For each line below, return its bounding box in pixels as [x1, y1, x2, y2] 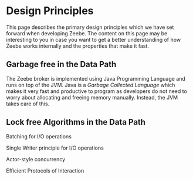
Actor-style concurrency [6, 155, 66, 163]
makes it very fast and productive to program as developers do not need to [6, 87, 188, 95]
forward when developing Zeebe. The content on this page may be [6, 29, 168, 37]
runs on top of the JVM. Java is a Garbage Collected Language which [6, 81, 175, 88]
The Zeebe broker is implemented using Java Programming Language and [6, 75, 186, 82]
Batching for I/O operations [6, 132, 72, 140]
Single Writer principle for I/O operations [6, 144, 104, 151]
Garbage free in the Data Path [6, 59, 117, 69]
